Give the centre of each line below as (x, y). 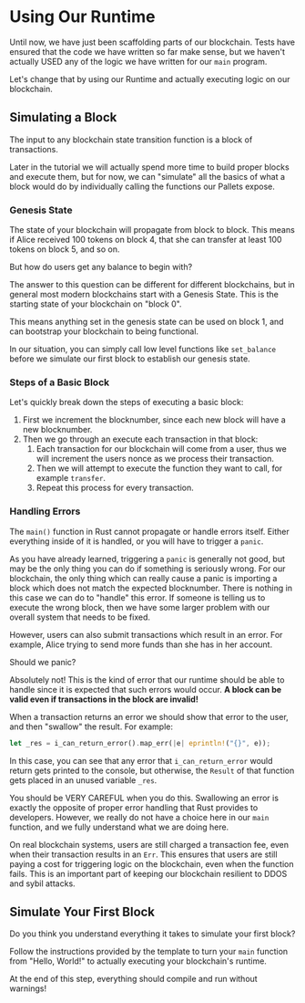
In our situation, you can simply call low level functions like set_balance (142, 350)
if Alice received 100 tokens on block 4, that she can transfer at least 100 (146, 240)
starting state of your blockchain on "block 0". (96, 304)
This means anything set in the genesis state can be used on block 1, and (147, 322)
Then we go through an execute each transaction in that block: (140, 439)
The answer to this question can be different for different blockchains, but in (152, 285)
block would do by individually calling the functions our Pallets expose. (142, 186)
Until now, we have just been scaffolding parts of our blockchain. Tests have (152, 42)
